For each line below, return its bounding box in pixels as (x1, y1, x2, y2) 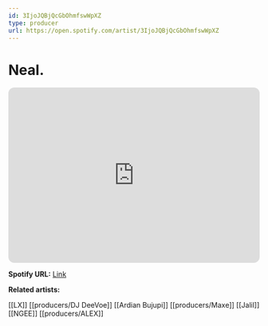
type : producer (8, 19, 59, 27)
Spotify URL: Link (8, 269, 67, 279)
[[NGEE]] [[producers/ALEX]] (8, 308, 104, 319)
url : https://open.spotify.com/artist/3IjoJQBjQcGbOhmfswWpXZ (8, 26, 219, 34)
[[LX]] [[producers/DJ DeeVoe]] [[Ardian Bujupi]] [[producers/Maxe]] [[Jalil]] (8, 300, 260, 310)
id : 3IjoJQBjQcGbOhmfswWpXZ (8, 11, 102, 20)
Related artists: (8, 285, 61, 295)
